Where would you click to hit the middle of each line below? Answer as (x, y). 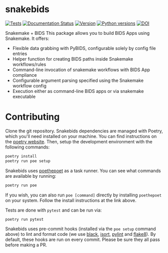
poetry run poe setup (28, 161)
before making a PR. (26, 245)
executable (24, 96)
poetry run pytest (24, 219)
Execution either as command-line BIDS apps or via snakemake (78, 91)
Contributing (32, 117)
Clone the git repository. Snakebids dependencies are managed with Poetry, (84, 131)
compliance (25, 75)
